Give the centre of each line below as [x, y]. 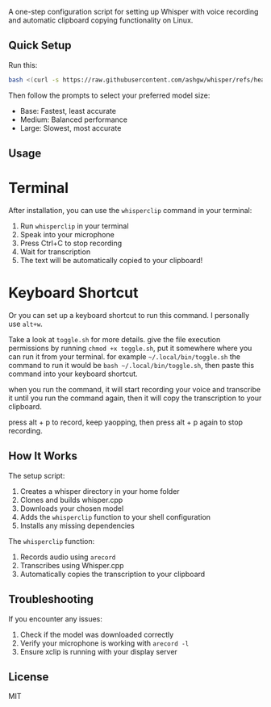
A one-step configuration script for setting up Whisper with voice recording [133, 12]
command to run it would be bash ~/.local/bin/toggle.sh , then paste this [131, 365]
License [29, 677]
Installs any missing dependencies [77, 525]
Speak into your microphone [67, 235]
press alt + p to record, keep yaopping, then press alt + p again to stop [126, 422]
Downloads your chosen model [72, 508]
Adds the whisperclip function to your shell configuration [115, 517]
